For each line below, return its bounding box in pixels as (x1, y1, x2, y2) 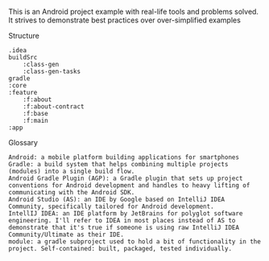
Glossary (8, 138, 39, 147)
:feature (8, 88, 38, 96)
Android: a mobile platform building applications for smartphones (8, 153, 240, 161)
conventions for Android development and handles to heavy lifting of (8, 181, 250, 190)
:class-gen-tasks (23, 67, 81, 75)
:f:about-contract (23, 103, 85, 111)
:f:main (23, 116, 48, 124)
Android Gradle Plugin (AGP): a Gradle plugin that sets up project (8, 174, 243, 182)
